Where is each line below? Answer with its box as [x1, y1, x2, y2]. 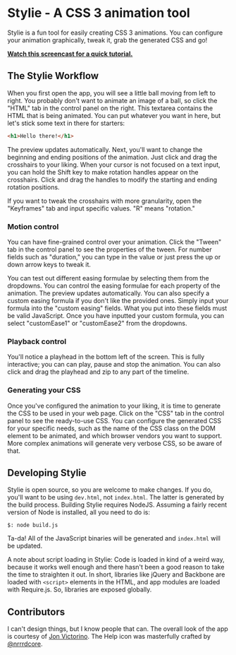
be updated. [7, 542, 43, 550]
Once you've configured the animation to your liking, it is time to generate [7, 401, 221, 410]
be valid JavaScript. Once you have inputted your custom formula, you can [7, 311, 225, 319]
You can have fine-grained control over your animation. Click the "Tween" [7, 237, 222, 246]
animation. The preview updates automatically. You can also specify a [7, 288, 210, 297]
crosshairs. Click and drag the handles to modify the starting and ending [7, 175, 218, 184]
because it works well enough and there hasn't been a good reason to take [7, 563, 225, 572]
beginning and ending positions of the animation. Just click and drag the [7, 153, 218, 161]
